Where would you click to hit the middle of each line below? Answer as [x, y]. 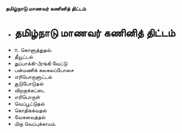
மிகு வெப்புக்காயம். [36, 123]
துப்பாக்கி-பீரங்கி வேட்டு [41, 63]
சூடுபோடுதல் [29, 83]
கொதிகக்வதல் [30, 110]
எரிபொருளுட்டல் [33, 76]
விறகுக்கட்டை [30, 90]
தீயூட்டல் [24, 57]
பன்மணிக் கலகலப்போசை [44, 70]
